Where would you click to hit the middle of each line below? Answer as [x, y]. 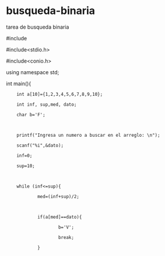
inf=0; [24, 155]
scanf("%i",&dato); [40, 145]
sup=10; [26, 166]
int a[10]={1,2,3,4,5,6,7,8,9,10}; [60, 94]
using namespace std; [33, 72]
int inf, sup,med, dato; [47, 104]
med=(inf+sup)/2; [58, 196]
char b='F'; [31, 115]
